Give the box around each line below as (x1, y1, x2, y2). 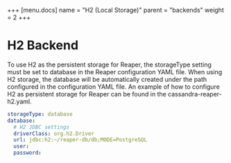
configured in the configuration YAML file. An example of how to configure (7, 83, 220, 91)
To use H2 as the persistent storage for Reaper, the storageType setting (7, 60, 212, 69)
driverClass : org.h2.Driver (13, 130, 95, 137)
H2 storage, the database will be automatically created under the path (7, 75, 207, 83)
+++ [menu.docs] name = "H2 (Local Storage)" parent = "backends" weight (7, 6, 224, 14)
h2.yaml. (7, 97, 33, 105)
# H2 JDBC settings (13, 123, 70, 130)
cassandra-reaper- (167, 89, 222, 98)
